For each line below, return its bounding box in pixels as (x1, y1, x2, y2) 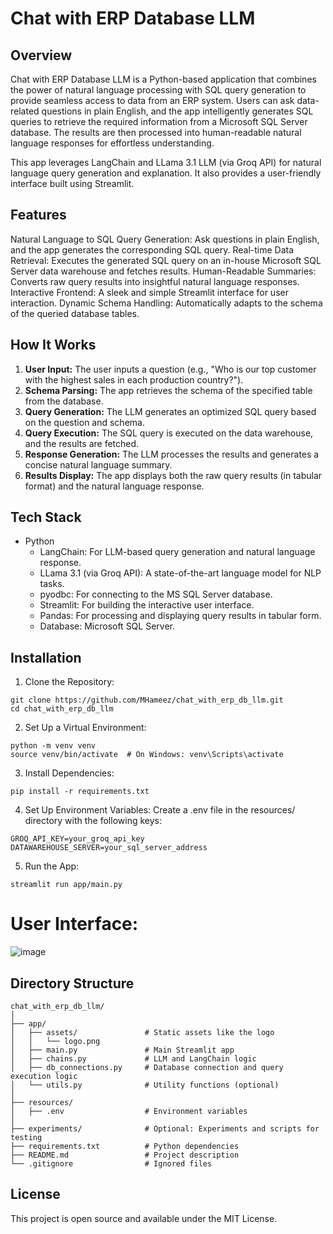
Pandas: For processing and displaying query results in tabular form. (39, 610, 322, 622)
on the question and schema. (24, 416, 145, 428)
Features (10, 207, 67, 224)
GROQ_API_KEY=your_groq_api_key (10, 834, 145, 844)
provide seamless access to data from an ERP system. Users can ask (10, 95, 295, 106)
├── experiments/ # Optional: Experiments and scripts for (10, 1124, 320, 1134)
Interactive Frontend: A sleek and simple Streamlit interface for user (10, 286, 289, 298)
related (10, 105, 40, 117)
